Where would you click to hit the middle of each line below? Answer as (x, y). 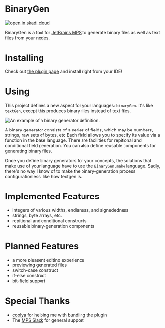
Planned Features (42, 246)
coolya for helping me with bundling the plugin (60, 315)
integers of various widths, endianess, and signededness (70, 210)
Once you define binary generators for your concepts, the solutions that (78, 160)
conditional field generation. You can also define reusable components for (81, 145)
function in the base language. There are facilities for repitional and (74, 140)
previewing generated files (40, 265)
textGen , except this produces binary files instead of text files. (68, 111)
